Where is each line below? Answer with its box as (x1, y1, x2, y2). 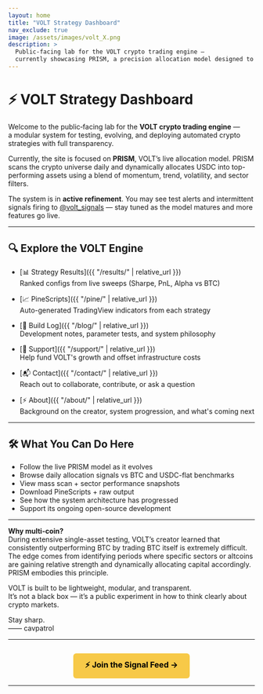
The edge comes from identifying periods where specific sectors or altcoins (8, 551, 254, 561)
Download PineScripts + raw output (19, 488, 135, 497)
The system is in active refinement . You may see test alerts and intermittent (8, 194, 254, 203)
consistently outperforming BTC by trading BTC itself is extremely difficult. (8, 543, 248, 553)
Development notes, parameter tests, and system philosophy (19, 329, 216, 338)
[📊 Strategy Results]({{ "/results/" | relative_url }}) (19, 267, 182, 276)
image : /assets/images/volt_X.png (8, 33, 121, 42)
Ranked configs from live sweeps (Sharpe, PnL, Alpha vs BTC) (19, 278, 221, 287)
